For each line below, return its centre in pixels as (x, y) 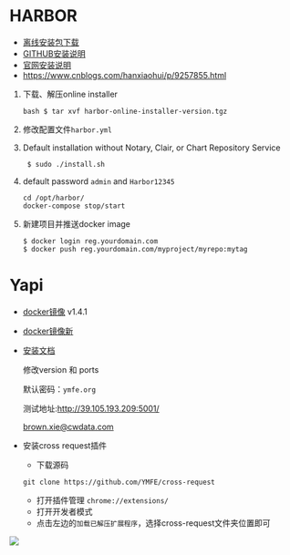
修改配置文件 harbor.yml (67, 129)
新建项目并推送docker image (76, 223)
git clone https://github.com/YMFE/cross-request (119, 482)
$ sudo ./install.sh (66, 164)
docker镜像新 (48, 331)
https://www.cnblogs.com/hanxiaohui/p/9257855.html (124, 75)
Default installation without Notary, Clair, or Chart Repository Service (151, 148)
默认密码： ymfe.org (59, 389)
